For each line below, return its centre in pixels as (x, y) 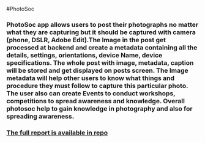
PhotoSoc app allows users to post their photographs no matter (102, 24)
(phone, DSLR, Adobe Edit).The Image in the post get (86, 40)
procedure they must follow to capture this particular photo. (97, 86)
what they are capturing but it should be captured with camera (101, 32)
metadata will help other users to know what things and (91, 78)
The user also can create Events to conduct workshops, (91, 93)
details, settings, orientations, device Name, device (84, 55)
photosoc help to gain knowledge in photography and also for (99, 108)
